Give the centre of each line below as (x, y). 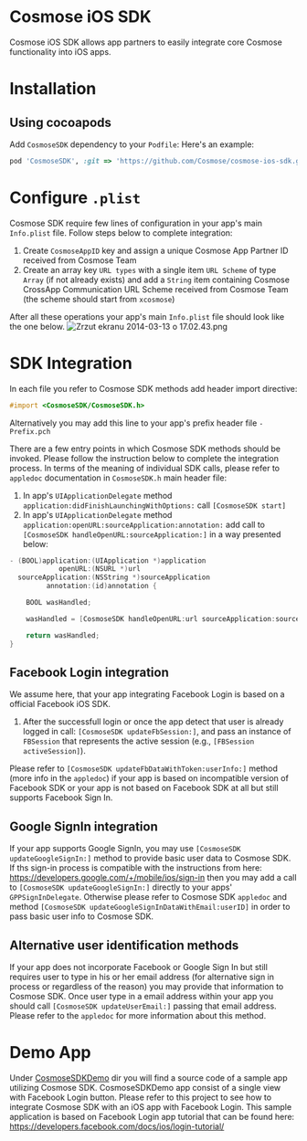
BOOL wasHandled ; (59, 603)
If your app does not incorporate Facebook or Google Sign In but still (138, 967)
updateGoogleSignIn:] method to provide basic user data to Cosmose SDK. (150, 858)
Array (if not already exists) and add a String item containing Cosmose (156, 280)
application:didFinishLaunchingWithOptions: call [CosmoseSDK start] (154, 505)
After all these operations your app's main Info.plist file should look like (147, 316)
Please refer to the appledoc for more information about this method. (138, 1015)
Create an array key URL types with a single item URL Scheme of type (149, 269)
